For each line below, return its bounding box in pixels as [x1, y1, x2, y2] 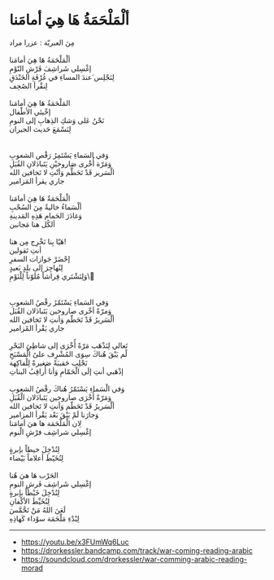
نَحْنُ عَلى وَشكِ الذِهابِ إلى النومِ [9, 115, 105, 125]
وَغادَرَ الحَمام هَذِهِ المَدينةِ [9, 210, 82, 220]
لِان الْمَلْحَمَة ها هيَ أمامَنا [9, 418, 82, 428]
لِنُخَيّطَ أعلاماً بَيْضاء [9, 453, 64, 463]
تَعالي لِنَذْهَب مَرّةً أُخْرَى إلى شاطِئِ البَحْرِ [9, 341, 128, 350]
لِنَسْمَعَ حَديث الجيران [9, 124, 72, 134]
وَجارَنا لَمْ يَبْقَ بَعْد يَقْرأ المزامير [9, 410, 99, 420]
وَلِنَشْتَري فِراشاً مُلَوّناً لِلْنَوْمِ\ [9, 271, 90, 281]
